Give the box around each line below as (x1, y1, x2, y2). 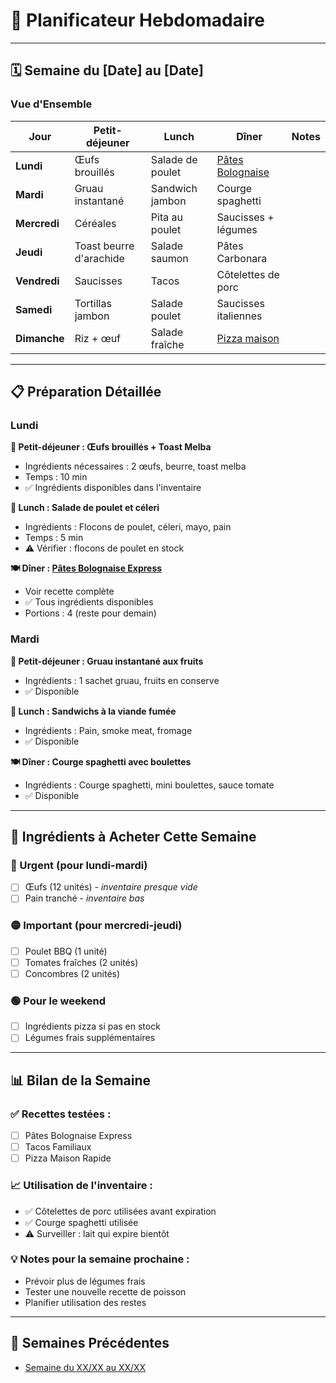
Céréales (74, 216, 117, 230)
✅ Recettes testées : (10, 1107, 112, 1121)
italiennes (216, 309, 263, 323)
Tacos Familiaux (24, 1141, 92, 1153)
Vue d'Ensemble (10, 97, 93, 111)
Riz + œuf (74, 331, 122, 345)
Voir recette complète (24, 585, 115, 598)
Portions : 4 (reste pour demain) (24, 607, 157, 619)
